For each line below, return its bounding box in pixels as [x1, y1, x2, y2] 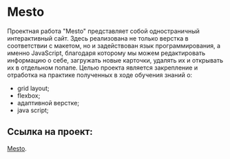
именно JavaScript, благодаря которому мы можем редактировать [7, 49, 206, 57]
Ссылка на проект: [7, 126, 93, 138]
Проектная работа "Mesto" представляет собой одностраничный [7, 27, 200, 35]
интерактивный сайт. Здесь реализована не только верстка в [7, 34, 189, 42]
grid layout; [17, 84, 50, 92]
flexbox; [17, 91, 41, 100]
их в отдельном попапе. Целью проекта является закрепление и [7, 63, 198, 72]
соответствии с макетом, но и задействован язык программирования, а [7, 41, 221, 50]
